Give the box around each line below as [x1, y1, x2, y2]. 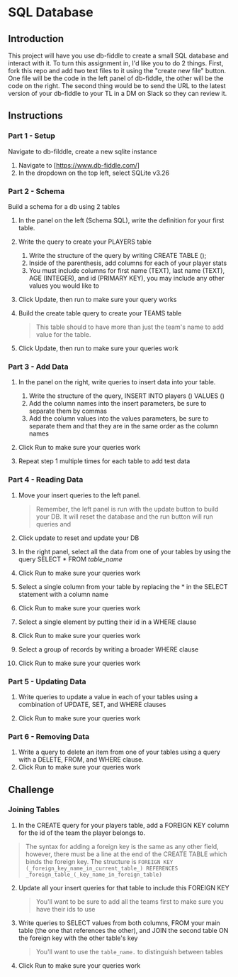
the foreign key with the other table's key [18, 934, 138, 942]
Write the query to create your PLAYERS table [18, 237, 152, 246]
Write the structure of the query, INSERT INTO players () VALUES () [28, 392, 225, 400]
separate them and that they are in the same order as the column [28, 422, 219, 431]
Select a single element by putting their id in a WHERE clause [18, 617, 197, 626]
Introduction [8, 33, 64, 45]
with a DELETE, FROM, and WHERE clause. [18, 755, 144, 764]
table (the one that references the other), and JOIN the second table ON [18, 926, 229, 934]
